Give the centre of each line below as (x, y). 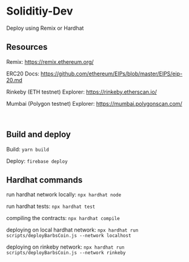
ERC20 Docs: (23, 74)
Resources (27, 47)
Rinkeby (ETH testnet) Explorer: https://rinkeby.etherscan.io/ (82, 92)
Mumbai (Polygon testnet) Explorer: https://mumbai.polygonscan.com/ (94, 103)
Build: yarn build (28, 149)
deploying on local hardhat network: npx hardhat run (72, 230)
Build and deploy (38, 135)
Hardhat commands (45, 180)
